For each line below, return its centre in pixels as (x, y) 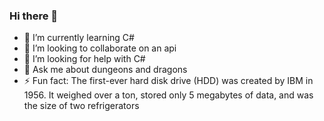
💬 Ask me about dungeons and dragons (105, 70)
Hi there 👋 (34, 16)
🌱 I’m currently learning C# (79, 38)
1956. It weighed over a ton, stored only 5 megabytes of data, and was (168, 95)
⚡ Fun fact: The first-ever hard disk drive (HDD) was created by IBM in (168, 81)
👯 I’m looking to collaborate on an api (100, 48)
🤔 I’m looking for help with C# (84, 59)
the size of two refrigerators (81, 106)
